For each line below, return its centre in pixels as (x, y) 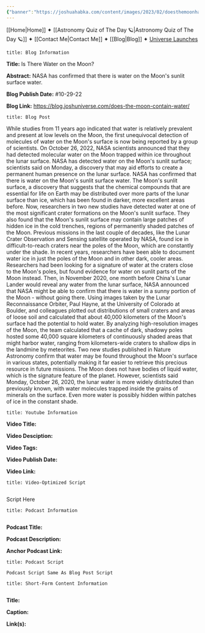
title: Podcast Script (35, 562)
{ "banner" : (20, 12)
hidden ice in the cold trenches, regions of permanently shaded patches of (100, 226)
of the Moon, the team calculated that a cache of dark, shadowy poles (95, 330)
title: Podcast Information (42, 510)
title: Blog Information (38, 53)
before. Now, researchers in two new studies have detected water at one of (101, 206)
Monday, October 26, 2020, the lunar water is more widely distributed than (100, 382)
